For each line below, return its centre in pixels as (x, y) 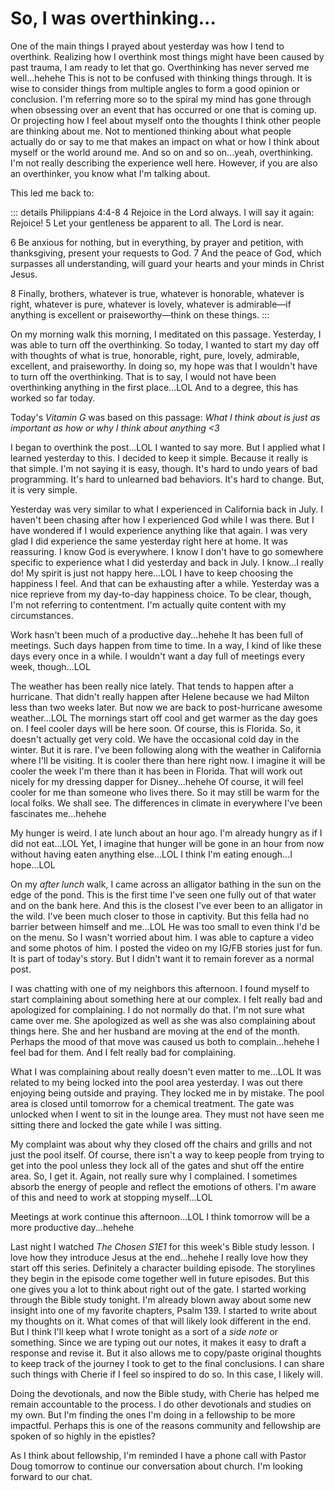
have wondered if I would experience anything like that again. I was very (159, 530)
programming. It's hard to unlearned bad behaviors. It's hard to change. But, (167, 479)
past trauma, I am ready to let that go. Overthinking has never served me (160, 67)
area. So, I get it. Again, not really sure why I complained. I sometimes (154, 1176)
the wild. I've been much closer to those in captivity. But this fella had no (160, 916)
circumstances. (42, 615)
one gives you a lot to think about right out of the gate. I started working (158, 1289)
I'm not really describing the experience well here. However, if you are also (164, 163)
